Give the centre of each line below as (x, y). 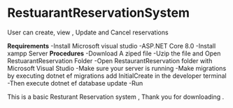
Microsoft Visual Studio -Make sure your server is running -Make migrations (117, 68)
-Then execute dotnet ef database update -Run (75, 83)
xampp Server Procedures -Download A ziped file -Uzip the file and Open (114, 53)
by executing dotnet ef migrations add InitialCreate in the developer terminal (117, 76)
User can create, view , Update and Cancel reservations (88, 32)
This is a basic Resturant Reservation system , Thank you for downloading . (116, 97)
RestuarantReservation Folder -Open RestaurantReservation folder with (110, 60)
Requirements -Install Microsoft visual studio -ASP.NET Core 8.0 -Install (112, 46)
